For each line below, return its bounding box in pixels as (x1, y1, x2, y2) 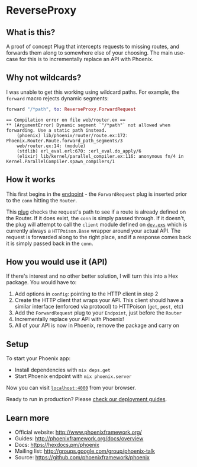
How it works (6, 174, 56, 185)
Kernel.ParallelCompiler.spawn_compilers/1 (6, 158, 115, 164)
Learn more (6, 413, 50, 423)
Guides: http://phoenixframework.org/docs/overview (14, 434, 144, 442)
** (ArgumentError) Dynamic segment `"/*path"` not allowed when (6, 122, 170, 128)
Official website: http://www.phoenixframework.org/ (14, 428, 142, 436)
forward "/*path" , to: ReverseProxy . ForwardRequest (6, 106, 136, 112)
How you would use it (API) (6, 256, 108, 267)
